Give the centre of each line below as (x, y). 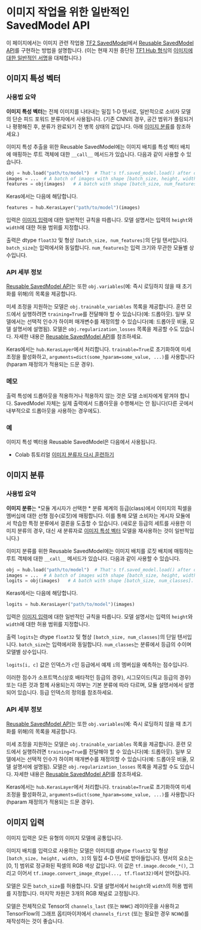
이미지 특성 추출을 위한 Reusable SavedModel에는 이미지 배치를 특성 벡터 (93, 146)
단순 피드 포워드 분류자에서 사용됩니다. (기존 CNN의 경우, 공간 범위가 (92, 119)
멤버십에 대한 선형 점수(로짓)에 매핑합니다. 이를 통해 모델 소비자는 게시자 (90, 515)
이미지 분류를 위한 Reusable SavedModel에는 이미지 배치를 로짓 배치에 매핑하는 (100, 551)
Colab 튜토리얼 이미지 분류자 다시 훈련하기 (65, 455)
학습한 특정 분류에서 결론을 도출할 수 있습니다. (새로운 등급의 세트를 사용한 (99, 523)
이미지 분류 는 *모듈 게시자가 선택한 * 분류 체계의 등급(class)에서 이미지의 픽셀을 (99, 508)
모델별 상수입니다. (27, 652)
